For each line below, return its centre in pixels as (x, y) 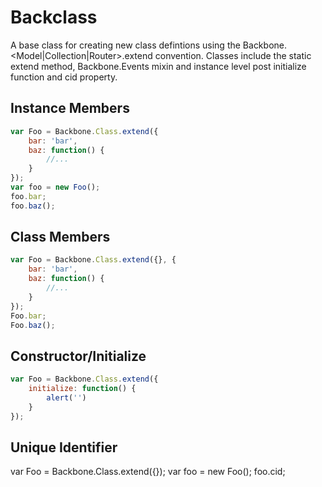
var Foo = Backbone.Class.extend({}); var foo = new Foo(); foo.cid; (148, 472)
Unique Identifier (64, 447)
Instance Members (70, 108)
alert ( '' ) (66, 398)
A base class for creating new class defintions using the (125, 45)
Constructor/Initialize (78, 356)
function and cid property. (64, 77)
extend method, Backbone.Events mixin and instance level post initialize (158, 66)
